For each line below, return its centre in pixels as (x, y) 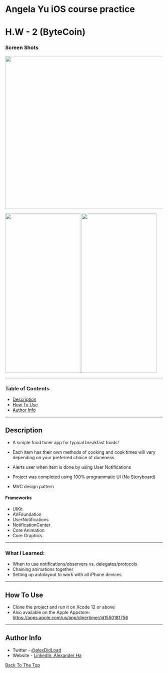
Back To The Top (23, 665)
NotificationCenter (31, 525)
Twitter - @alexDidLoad (37, 650)
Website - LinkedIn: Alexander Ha (47, 655)
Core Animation (28, 530)
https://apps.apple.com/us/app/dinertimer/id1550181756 (70, 618)
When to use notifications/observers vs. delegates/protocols (75, 564)
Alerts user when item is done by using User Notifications (72, 467)
